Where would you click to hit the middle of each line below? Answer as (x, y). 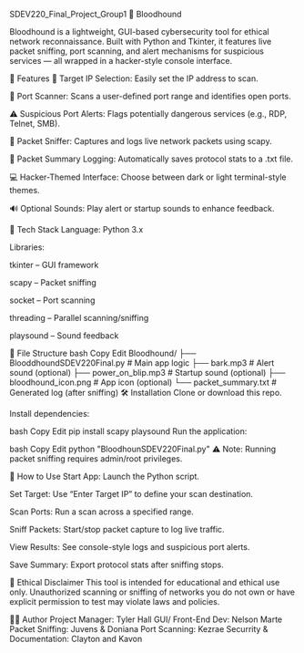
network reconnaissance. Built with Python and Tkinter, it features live (141, 41)
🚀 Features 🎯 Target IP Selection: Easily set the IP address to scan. (134, 78)
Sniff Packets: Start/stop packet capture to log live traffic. (117, 529)
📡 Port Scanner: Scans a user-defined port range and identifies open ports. (150, 96)
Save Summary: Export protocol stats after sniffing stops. (117, 565)
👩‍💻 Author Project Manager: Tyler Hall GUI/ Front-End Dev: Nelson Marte (146, 619)
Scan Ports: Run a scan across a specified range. (101, 512)
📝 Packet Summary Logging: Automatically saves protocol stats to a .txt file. (152, 159)
